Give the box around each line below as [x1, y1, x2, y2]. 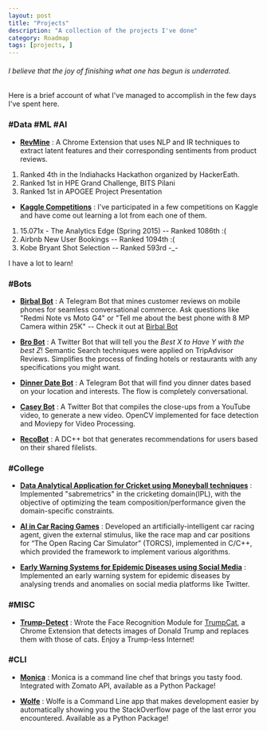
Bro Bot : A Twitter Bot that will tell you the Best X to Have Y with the [19, 336, 245, 347]
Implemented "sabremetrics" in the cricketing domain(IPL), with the [19, 489, 241, 499]
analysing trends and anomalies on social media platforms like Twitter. [19, 580, 250, 589]
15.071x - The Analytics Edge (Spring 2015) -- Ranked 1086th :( [19, 226, 227, 235]
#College [8, 462, 45, 474]
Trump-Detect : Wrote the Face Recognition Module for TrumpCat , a [19, 617, 245, 627]
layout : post [8, 11, 52, 20]
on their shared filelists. [19, 442, 97, 452]
